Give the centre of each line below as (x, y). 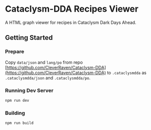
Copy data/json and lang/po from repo (44, 62)
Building (15, 113)
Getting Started (29, 38)
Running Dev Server (29, 90)
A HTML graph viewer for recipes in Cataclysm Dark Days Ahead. (71, 22)
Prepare (15, 52)
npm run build (19, 123)
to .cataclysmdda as (127, 73)
